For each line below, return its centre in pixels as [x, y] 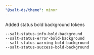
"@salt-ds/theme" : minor [31, 10]
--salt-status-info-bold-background [44, 34]
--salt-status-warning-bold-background [47, 43]
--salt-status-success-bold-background [47, 47]
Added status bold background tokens [45, 24]
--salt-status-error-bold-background [45, 38]
